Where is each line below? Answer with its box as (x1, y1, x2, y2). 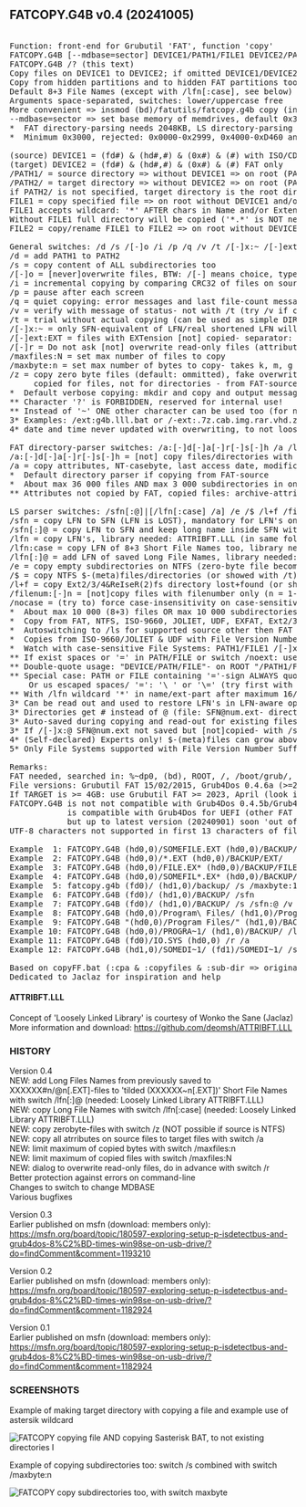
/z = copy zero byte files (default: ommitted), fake (9, 369, 255, 380)
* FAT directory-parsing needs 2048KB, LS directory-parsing (9, 122, 293, 133)
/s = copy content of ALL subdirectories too (9, 259, 217, 270)
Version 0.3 (9, 1209, 53, 1220)
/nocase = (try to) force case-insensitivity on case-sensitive (9, 597, 303, 608)
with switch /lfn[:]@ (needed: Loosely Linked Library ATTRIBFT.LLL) (9, 1094, 264, 1105)
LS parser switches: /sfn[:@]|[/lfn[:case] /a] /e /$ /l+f (9, 506, 280, 517)
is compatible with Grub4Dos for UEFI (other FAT (66, 807, 293, 818)
